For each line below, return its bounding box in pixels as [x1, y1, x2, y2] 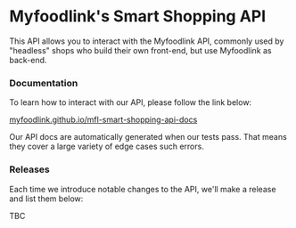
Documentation [9, 77, 78, 89]
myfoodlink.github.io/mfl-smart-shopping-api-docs [9, 114, 198, 126]
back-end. [9, 54, 47, 65]
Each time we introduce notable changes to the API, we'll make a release [9, 183, 276, 194]
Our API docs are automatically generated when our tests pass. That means [9, 132, 287, 142]
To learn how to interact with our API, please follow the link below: [9, 97, 252, 108]
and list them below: [9, 193, 84, 204]
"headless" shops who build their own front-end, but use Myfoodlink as [9, 45, 272, 55]
